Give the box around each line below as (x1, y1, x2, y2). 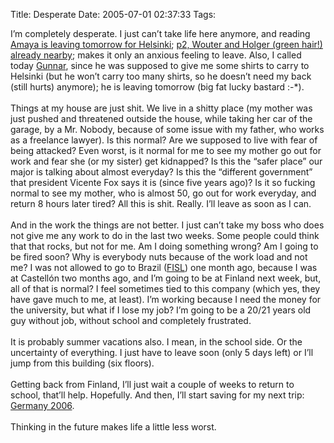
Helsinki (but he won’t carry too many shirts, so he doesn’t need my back (10, 70, 312, 82)
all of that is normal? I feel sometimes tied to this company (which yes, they (10, 283, 321, 294)
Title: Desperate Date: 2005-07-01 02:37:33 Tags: (10, 9, 217, 20)
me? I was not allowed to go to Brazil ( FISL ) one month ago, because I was (10, 262, 318, 273)
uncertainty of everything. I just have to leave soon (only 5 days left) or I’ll (10, 347, 314, 358)
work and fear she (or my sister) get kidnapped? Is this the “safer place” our (10, 155, 323, 167)
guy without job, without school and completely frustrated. (10, 315, 252, 326)
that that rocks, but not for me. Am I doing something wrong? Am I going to (10, 240, 319, 252)
